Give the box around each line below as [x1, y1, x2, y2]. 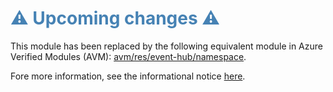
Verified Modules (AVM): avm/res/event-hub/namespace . [10, 50, 247, 62]
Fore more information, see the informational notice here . [10, 70, 246, 82]
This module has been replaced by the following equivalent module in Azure [10, 40, 323, 52]
